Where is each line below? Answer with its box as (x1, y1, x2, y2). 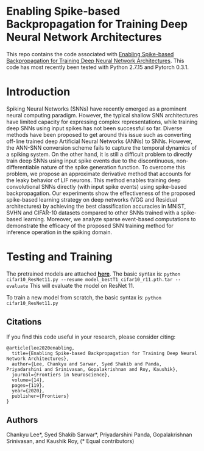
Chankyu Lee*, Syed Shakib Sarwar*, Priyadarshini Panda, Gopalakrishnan (6, 431, 193, 438)
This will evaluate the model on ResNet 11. (29, 282, 135, 289)
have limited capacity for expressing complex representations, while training (6, 118, 198, 125)
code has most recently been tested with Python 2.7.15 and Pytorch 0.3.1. (6, 63, 189, 71)
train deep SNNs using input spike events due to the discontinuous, (6, 157, 175, 164)
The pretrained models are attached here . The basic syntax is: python (6, 270, 181, 277)
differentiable (6, 163, 40, 170)
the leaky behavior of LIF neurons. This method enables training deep (6, 176, 181, 184)
